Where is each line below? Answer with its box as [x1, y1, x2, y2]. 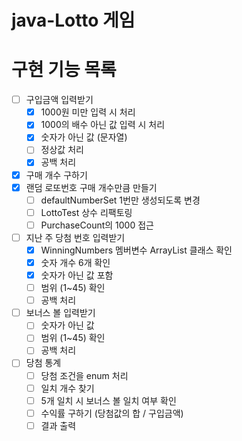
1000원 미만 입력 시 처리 [40, 106, 136, 118]
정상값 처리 [40, 144, 84, 156]
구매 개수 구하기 [25, 169, 88, 181]
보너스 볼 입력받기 [25, 307, 96, 319]
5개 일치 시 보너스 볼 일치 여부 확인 [40, 394, 177, 406]
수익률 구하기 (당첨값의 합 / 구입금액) [40, 407, 184, 419]
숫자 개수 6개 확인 [40, 256, 111, 268]
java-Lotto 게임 [11, 9, 136, 32]
